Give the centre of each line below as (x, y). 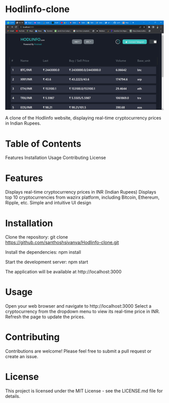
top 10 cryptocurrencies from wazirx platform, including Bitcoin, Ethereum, (82, 197)
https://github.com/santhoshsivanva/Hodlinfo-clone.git (62, 243)
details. (13, 396)
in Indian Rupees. (23, 123)
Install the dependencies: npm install (43, 252)
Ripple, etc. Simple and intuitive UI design (48, 203)
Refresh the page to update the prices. (45, 317)
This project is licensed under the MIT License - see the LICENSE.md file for (84, 391)
